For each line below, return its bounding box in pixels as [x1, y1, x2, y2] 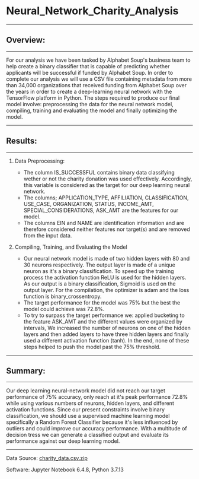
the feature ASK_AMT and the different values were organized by [23, 318, 182, 325]
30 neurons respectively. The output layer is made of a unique [23, 261, 176, 268]
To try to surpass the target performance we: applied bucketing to [23, 312, 185, 319]
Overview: [6, 35, 46, 45]
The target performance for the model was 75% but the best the [23, 299, 181, 306]
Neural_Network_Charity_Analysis [6, 4, 179, 18]
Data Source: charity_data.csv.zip [6, 455, 88, 462]
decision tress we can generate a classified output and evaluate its [6, 432, 169, 439]
